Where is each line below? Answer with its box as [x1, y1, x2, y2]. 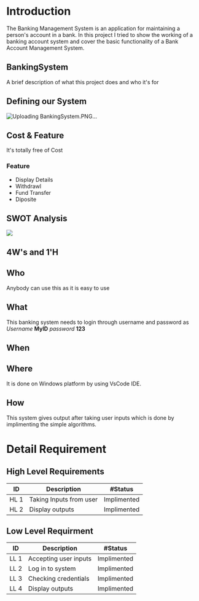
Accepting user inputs [28, 554, 92, 563]
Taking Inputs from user [29, 495, 98, 503]
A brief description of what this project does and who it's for [6, 78, 159, 85]
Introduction [6, 4, 71, 18]
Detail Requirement [6, 442, 107, 456]
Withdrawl [15, 183, 42, 190]
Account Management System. [6, 44, 85, 52]
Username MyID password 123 [6, 324, 86, 332]
